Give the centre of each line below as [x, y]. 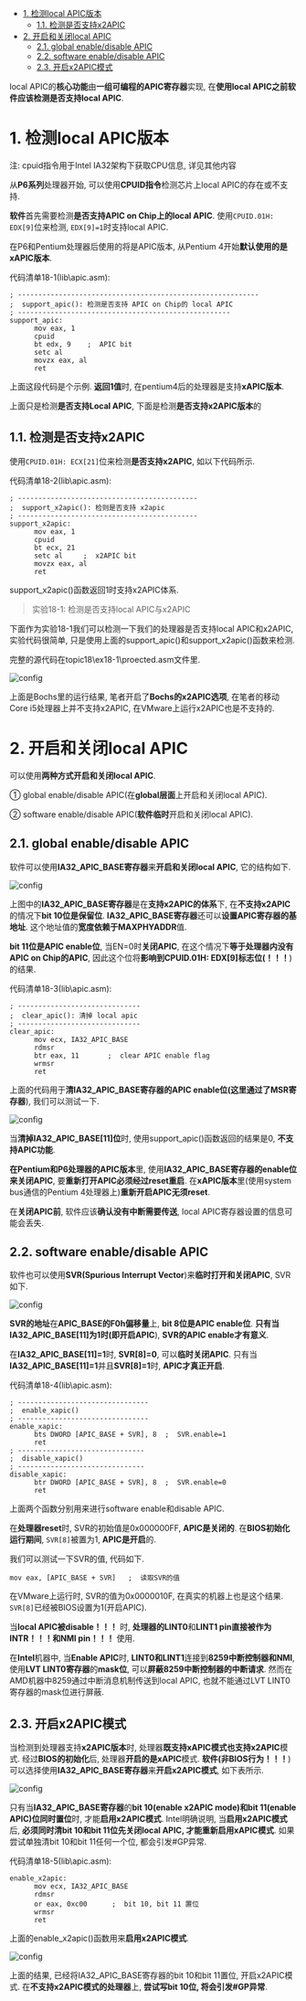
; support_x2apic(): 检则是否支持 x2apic [87, 507]
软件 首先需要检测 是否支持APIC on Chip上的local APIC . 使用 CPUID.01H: [142, 215]
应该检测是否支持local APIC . [70, 98]
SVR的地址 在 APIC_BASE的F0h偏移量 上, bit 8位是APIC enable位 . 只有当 [145, 1324]
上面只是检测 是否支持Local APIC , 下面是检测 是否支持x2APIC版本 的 [136, 406]
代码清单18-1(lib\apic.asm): [60, 277]
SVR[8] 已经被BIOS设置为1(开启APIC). [79, 1608]
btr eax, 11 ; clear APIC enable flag [121, 1055]
